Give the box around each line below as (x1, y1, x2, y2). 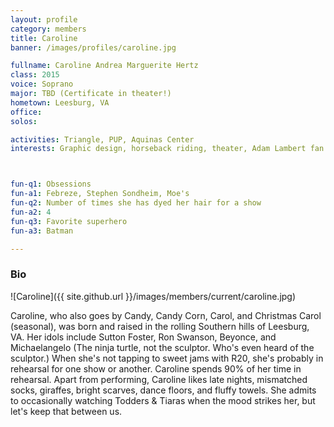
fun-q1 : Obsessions (10, 179, 92, 190)
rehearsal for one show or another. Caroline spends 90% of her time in (10, 362, 302, 375)
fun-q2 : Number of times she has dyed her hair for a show (10, 198, 262, 208)
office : (10, 107, 43, 117)
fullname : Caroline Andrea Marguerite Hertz (10, 61, 199, 71)
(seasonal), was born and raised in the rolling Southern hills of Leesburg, (10, 320, 310, 332)
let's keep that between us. (10, 405, 123, 417)
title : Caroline (10, 33, 78, 43)
